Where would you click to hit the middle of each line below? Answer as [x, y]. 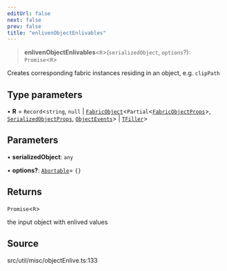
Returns [25, 192]
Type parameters [45, 95]
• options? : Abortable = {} [44, 170]
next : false [24, 20]
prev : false [24, 26]
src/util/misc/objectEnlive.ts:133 [52, 260]
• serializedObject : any [40, 157]
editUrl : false [29, 13]
